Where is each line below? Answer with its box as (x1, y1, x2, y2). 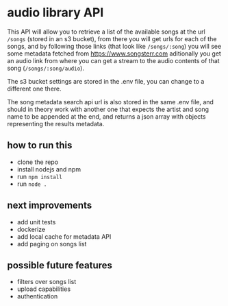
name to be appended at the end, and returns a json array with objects (7, 112, 206, 121)
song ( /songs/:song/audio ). (7, 64, 84, 72)
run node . (16, 180, 47, 188)
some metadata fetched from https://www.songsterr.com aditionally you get (7, 49, 221, 58)
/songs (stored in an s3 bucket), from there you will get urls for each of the (7, 34, 217, 43)
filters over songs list (16, 278, 77, 286)
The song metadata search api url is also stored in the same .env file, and (7, 97, 214, 106)
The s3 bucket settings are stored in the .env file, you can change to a (7, 77, 205, 85)
